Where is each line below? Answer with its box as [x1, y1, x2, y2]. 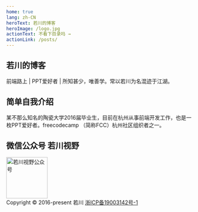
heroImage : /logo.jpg [6, 25, 61, 32]
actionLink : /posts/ [6, 37, 58, 43]
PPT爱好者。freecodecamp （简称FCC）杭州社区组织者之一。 [11, 121, 165, 129]
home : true [6, 8, 34, 15]
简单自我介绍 [6, 97, 54, 107]
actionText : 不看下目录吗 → [6, 31, 71, 37]
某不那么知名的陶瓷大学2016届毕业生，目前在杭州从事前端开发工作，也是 [6, 114, 187, 121]
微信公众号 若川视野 [6, 141, 79, 151]
